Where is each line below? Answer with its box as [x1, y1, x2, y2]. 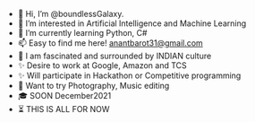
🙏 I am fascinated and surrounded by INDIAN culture [17, 50, 212, 61]
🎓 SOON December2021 [17, 91, 112, 100]
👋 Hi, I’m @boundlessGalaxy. [17, 9, 124, 19]
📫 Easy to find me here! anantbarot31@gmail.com [17, 38, 203, 48]
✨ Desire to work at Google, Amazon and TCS [17, 60, 188, 71]
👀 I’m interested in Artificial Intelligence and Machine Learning [17, 18, 247, 29]
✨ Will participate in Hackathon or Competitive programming [17, 70, 242, 81]
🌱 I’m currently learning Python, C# [17, 28, 148, 38]
